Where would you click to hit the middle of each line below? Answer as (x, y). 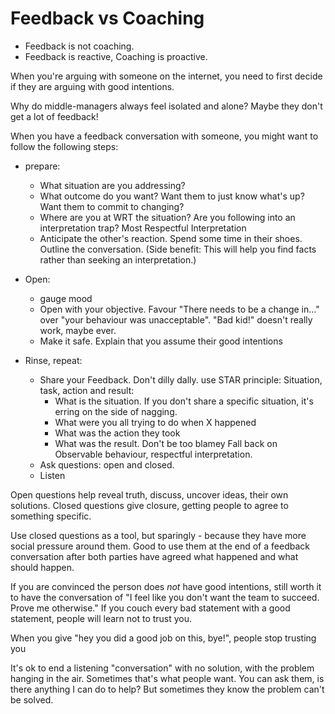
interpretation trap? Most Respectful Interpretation (143, 228)
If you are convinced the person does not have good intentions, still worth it (166, 586)
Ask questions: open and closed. (107, 464)
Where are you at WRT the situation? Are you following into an (167, 217)
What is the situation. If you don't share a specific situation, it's (184, 401)
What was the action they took (117, 433)
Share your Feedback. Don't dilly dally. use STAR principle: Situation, (181, 379)
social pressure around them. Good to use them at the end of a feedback (160, 546)
